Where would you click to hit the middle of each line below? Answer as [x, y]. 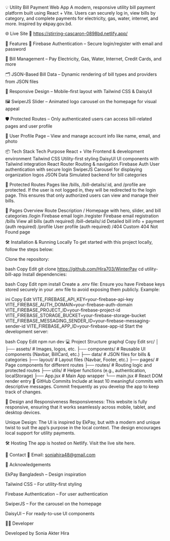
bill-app [13, 274]
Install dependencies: [45, 274]
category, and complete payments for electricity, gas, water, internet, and [82, 18]
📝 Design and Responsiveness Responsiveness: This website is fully [76, 402]
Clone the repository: [27, 259]
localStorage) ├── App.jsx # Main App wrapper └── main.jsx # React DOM [84, 376]
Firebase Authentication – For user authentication [57, 494]
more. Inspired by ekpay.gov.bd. [39, 24]
